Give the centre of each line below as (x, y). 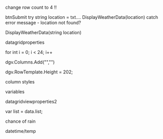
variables (15, 92)
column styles (20, 82)
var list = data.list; (24, 111)
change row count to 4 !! (31, 7)
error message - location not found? (43, 23)
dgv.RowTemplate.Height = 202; (39, 72)
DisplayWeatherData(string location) (43, 32)
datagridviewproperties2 (31, 102)
